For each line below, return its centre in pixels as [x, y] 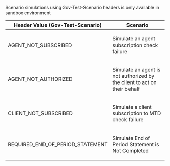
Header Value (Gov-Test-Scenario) [58, 25]
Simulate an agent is [137, 70]
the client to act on [135, 82]
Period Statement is [136, 144]
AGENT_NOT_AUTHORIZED [40, 79]
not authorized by [134, 76]
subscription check [135, 45]
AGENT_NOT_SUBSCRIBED [40, 45]
